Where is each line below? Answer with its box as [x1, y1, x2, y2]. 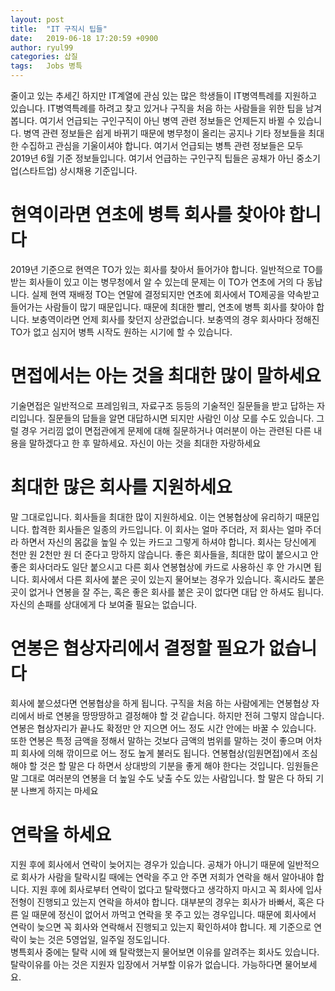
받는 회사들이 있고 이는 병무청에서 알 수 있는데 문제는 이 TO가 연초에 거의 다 [10, 276, 305, 288]
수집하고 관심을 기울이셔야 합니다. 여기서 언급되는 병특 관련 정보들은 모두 [20, 140, 304, 151]
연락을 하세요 [10, 823, 112, 846]
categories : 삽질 [10, 52, 78, 62]
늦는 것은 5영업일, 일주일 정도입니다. [28, 933, 171, 945]
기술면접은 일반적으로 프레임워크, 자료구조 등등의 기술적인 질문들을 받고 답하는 [10, 399, 315, 411]
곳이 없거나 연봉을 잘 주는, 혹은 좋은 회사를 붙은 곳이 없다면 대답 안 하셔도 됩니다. [10, 586, 325, 598]
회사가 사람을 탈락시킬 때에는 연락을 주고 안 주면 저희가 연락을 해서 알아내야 [20, 871, 315, 883]
